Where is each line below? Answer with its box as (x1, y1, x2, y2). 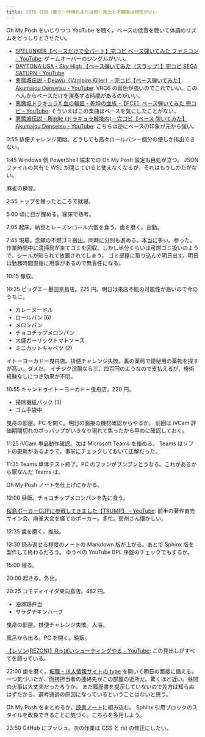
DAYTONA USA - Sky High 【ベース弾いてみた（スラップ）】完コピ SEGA (15, 62, 198, 70)
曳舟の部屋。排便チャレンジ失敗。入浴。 (6, 621, 108, 628)
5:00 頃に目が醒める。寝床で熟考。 (6, 210, 95, 218)
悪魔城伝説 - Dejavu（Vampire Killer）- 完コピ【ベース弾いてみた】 (15, 76, 184, 84)
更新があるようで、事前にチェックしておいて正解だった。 (16, 447, 161, 454)
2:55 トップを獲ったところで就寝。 (6, 197, 95, 205)
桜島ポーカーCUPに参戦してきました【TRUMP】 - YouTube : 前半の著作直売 (6, 507, 195, 514)
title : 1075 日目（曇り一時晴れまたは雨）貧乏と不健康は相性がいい (6, 9, 157, 15)
